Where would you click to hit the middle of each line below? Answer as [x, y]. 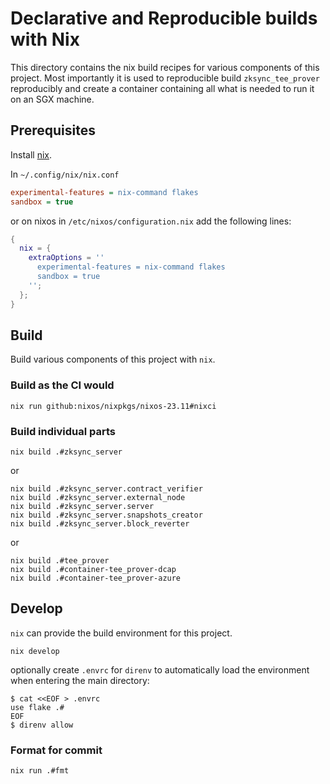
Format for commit [56, 750]
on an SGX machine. [52, 99]
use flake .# [37, 707]
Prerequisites [53, 130]
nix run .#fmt [40, 771]
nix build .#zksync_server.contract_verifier [106, 488]
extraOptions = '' [66, 258]
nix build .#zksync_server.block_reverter [100, 523]
